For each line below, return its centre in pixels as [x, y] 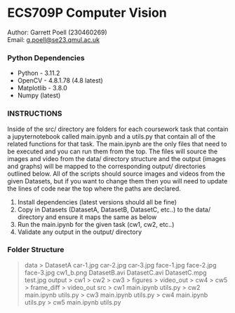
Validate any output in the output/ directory [80, 232]
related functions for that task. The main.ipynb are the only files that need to [117, 144]
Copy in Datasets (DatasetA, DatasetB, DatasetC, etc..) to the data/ [114, 209]
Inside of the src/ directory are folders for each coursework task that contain [118, 129]
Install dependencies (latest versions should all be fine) [97, 202]
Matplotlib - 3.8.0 [42, 88]
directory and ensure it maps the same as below [87, 217]
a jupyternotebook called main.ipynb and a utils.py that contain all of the [112, 136]
